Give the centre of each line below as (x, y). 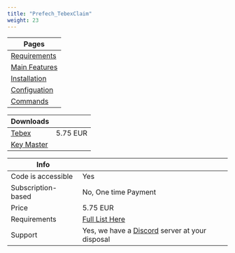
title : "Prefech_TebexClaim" (50, 14)
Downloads (30, 121)
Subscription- (34, 187)
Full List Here (104, 219)
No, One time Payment (119, 191)
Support (24, 235)
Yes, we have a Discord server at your (144, 230)
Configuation (32, 89)
